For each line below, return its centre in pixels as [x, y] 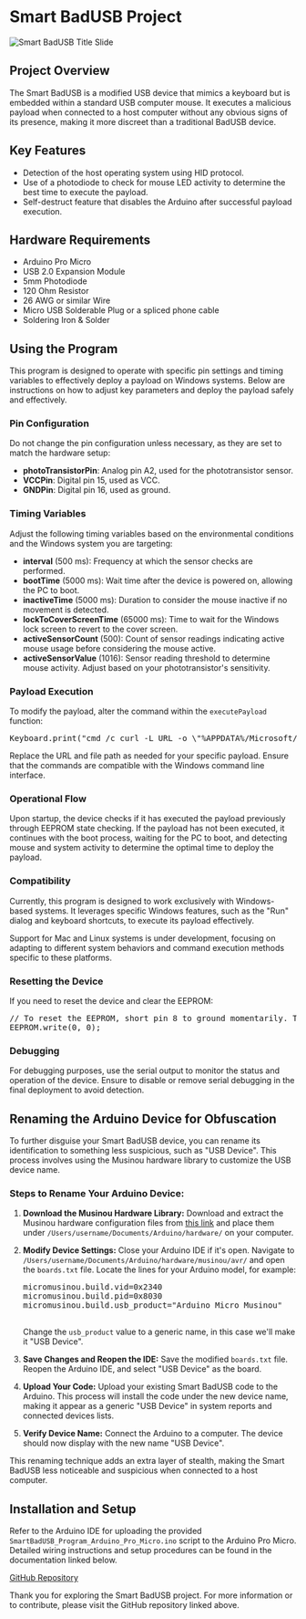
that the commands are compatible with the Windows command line [137, 766]
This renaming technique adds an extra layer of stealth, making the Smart [147, 1461]
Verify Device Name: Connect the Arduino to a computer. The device [153, 1434]
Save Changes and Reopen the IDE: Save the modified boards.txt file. [155, 1359]
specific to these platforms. [61, 957]
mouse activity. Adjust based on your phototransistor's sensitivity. [146, 667]
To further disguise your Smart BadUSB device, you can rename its [135, 1141]
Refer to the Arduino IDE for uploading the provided [106, 1531]
